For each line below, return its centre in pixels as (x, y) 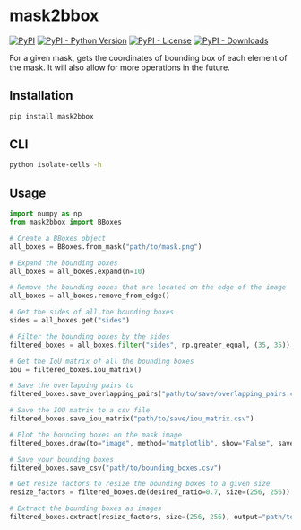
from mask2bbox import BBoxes (66, 222)
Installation (41, 96)
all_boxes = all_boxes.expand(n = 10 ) (77, 271)
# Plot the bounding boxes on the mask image (95, 435)
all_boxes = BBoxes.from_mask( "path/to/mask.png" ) (106, 247)
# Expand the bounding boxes (64, 263)
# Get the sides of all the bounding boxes (92, 312)
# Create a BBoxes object (57, 238)
